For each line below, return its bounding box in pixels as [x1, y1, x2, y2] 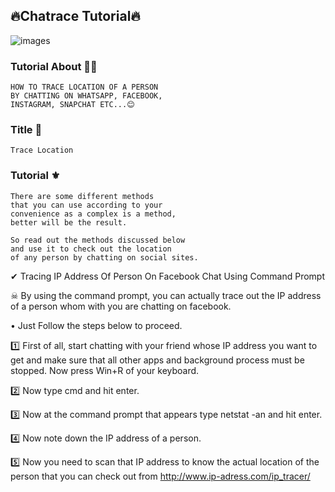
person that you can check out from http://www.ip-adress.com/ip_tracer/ [10, 470, 311, 482]
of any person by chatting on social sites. [10, 252, 199, 263]
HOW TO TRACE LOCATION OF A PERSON [10, 82, 159, 93]
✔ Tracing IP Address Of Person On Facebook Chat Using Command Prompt [10, 270, 326, 282]
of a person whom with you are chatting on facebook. [10, 300, 232, 312]
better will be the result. [10, 217, 128, 228]
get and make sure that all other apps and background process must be [10, 354, 305, 366]
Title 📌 [10, 123, 43, 137]
